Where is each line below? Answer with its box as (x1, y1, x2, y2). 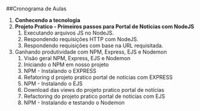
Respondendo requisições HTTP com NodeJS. (23, 36, 139, 42)
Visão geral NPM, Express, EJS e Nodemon (23, 55, 131, 61)
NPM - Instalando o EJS (23, 80, 83, 87)
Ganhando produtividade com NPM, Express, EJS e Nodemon (14, 48, 167, 55)
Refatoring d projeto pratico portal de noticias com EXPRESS (23, 74, 173, 81)
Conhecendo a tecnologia (14, 17, 81, 23)
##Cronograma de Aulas (6, 5, 67, 12)
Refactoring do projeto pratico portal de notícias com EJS (23, 92, 165, 100)
